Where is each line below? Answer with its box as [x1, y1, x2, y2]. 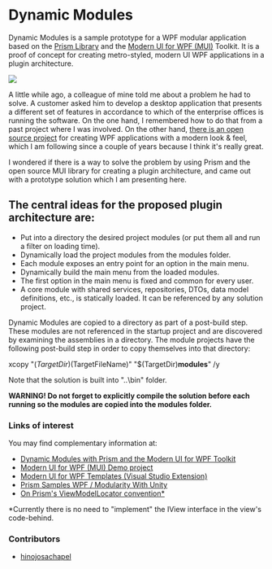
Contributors [8, 533, 61, 545]
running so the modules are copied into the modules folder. [8, 399, 213, 409]
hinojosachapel [19, 552, 71, 562]
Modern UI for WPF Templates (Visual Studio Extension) [19, 471, 208, 481]
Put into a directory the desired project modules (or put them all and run [19, 232, 261, 242]
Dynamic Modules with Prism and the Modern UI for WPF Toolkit [19, 454, 236, 464]
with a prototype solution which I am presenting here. [8, 174, 187, 184]
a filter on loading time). [19, 241, 101, 251]
